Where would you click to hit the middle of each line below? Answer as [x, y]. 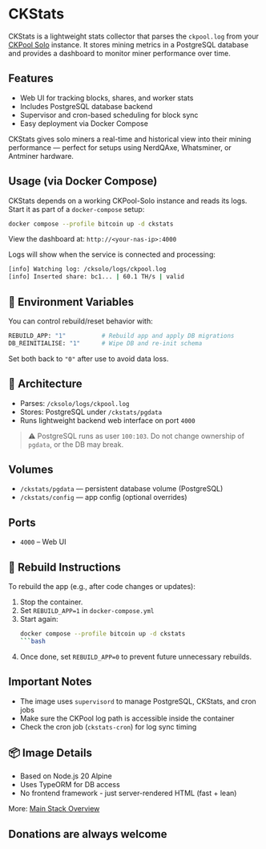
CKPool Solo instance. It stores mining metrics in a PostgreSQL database [129, 44]
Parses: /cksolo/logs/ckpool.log [75, 403]
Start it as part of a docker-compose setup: [77, 209]
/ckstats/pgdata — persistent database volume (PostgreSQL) [121, 489]
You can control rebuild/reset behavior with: [81, 321]
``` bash [32, 641]
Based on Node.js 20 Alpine [66, 776]
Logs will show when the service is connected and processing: [112, 254]
